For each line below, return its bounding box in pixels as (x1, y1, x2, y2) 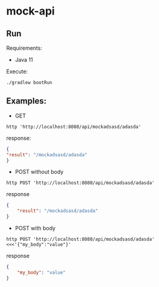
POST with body (14, 225, 56, 232)
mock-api (6, 4, 55, 18)
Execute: (6, 68, 28, 75)
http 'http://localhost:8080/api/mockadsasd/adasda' (6, 124, 142, 130)
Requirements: (6, 44, 42, 51)
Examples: (6, 96, 47, 107)
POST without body (14, 168, 64, 176)
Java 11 (14, 56, 33, 63)
